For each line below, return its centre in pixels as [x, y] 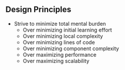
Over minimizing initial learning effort [67, 30]
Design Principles [38, 10]
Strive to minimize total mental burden [60, 23]
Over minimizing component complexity [71, 48]
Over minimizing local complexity [63, 36]
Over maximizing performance [60, 54]
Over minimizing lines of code [59, 42]
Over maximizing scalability [56, 61]
